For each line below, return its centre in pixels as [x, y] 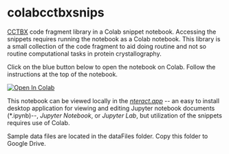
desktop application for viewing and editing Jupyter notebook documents [111, 108]
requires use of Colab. [39, 122]
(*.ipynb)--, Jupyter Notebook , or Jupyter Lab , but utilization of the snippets [115, 115]
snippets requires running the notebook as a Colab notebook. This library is [114, 38]
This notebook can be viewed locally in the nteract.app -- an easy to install [113, 100]
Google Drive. [27, 143]
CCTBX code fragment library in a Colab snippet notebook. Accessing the [112, 32]
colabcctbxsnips [56, 13]
